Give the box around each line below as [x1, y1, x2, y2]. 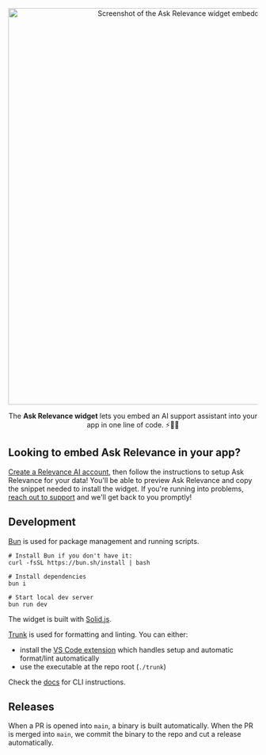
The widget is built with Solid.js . [8, 614, 112, 623]
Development [8, 515, 77, 529]
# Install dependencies [8, 573, 87, 581]
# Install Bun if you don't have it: [8, 551, 133, 560]
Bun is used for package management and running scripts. [8, 536, 199, 546]
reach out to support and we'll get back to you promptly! [8, 492, 192, 502]
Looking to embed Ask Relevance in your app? [8, 446, 241, 459]
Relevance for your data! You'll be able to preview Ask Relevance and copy [8, 475, 253, 485]
